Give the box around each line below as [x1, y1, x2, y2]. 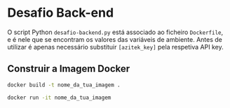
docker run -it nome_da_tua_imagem [7, 94, 111, 101]
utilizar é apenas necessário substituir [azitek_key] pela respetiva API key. [7, 43, 224, 51]
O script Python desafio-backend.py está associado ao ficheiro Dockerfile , [7, 28, 223, 36]
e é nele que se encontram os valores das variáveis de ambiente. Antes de [7, 35, 222, 43]
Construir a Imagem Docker [7, 63, 130, 75]
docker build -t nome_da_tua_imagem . [7, 82, 121, 88]
